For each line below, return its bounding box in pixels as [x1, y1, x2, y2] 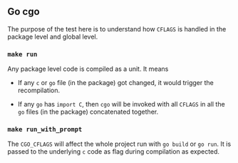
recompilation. [17, 86, 61, 95]
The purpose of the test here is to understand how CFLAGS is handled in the [7, 24, 227, 33]
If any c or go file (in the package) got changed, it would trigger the [17, 79, 214, 87]
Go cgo [7, 6, 41, 18]
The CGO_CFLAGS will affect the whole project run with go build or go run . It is [7, 139, 232, 149]
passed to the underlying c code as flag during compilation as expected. [7, 147, 219, 156]
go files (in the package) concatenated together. [17, 107, 159, 117]
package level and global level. [7, 32, 98, 41]
